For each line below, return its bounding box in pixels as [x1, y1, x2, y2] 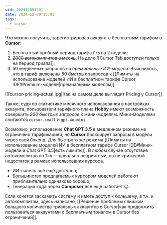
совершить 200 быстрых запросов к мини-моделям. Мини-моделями [5, 112, 156, 117]
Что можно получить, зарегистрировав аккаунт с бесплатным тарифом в [5, 35, 162, 41]
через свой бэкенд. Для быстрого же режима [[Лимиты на [5, 137, 131, 143]
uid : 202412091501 [5, 7, 43, 12]
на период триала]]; [12, 60, 55, 66]
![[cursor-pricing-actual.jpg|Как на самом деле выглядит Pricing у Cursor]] [5, 91, 163, 97]
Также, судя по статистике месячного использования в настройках [5, 101, 150, 107]
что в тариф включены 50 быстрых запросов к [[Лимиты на [12, 71, 140, 77]
